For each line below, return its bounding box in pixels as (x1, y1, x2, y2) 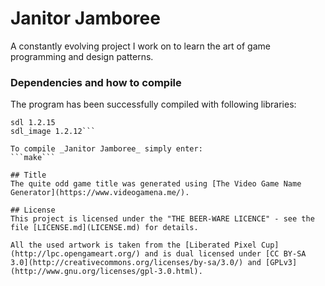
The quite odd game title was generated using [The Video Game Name (10, 179, 302, 189)
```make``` (10, 153, 56, 163)
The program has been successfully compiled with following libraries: (10, 98, 297, 111)
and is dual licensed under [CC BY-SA (144, 249, 307, 259)
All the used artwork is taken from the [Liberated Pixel (10, 240, 257, 251)
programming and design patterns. (10, 50, 154, 62)
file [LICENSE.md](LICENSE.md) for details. (10, 223, 199, 233)
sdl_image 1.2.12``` (10, 127, 97, 137)
